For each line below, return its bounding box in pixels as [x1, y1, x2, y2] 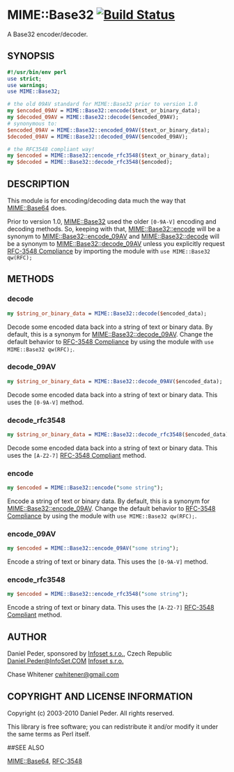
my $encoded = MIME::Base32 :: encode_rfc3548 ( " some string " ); [7, 591, 189, 598]
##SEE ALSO [7, 743, 45, 752]
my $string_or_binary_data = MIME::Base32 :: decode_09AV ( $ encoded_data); [7, 378, 223, 385]
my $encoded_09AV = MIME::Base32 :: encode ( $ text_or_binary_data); [7, 107, 201, 114]
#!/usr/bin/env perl [7, 68, 68, 76]
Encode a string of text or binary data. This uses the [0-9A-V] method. [7, 557, 208, 566]
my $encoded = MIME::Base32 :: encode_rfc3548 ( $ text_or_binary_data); [7, 152, 210, 160]
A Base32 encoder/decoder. [7, 30, 88, 38]
